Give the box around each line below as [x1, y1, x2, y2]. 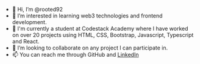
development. [12, 19, 47, 25]
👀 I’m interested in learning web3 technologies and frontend [12, 12, 163, 19]
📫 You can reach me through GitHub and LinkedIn [12, 51, 139, 58]
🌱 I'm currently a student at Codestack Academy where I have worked [12, 25, 188, 32]
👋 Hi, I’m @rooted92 [12, 6, 63, 13]
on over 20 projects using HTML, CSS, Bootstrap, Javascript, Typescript [12, 31, 194, 39]
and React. [12, 38, 40, 45]
